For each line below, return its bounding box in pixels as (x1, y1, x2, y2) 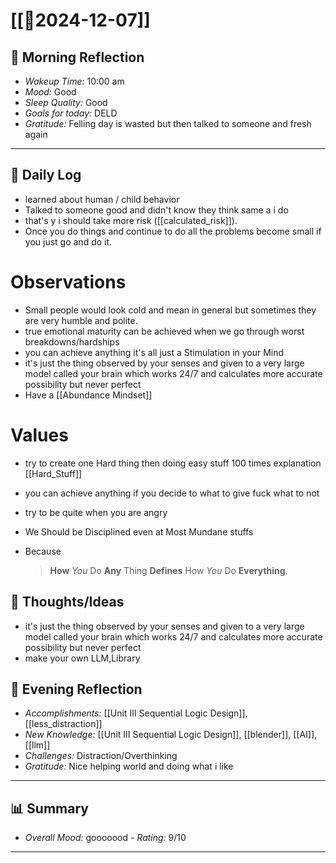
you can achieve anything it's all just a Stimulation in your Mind (24, 346, 285, 358)
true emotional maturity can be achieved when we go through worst (24, 325, 305, 337)
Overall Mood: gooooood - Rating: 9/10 (24, 832, 187, 844)
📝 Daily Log (10, 167, 82, 184)
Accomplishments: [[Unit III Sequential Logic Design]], (24, 707, 248, 719)
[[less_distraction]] (24, 718, 103, 730)
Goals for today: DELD (24, 107, 118, 119)
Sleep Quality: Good (24, 97, 108, 108)
